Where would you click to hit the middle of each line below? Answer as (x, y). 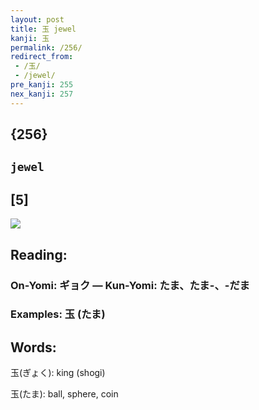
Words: (33, 347)
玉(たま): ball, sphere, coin (64, 394)
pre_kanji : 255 (42, 85)
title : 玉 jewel (43, 29)
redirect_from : (42, 57)
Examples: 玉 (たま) (58, 314)
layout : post (37, 19)
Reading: (39, 254)
